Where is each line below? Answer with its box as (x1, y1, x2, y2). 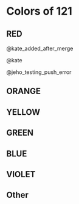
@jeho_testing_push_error (6, 68, 72, 76)
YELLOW (6, 107, 41, 117)
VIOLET (6, 169, 36, 180)
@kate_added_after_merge (6, 45, 74, 52)
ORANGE (6, 86, 41, 97)
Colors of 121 (6, 4, 73, 18)
